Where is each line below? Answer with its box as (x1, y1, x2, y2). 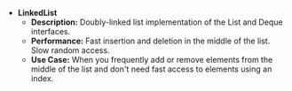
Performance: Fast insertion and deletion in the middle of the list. (30, 35, 271, 46)
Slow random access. (30, 45, 110, 56)
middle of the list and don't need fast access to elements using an (30, 64, 272, 74)
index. (30, 73, 54, 83)
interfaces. (30, 27, 71, 36)
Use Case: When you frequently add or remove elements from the (30, 55, 273, 64)
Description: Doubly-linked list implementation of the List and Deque (30, 17, 283, 27)
